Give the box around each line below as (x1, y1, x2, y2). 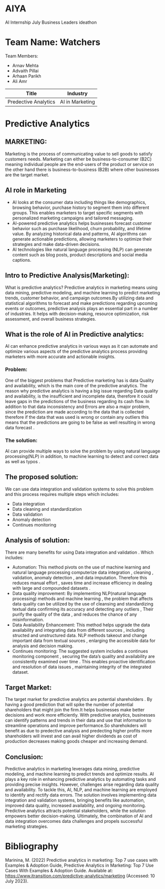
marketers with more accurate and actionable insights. (5, 354, 116, 360)
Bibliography (5, 841, 59, 852)
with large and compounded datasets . (12, 585, 91, 591)
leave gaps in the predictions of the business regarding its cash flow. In (5, 398, 150, 404)
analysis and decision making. (12, 643, 74, 648)
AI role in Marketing (5, 186, 66, 195)
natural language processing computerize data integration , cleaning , (12, 569, 154, 575)
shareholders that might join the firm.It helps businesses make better (5, 707, 145, 713)
